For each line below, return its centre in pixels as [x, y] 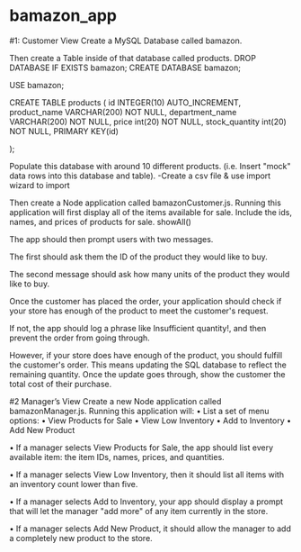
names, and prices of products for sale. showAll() [100, 222]
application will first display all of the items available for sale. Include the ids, [150, 212]
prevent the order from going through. [80, 338]
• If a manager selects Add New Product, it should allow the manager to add [150, 529]
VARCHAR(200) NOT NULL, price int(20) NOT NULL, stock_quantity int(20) [148, 122]
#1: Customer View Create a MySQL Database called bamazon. [126, 41]
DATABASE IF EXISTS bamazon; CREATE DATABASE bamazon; [125, 68]
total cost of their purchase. [61, 384]
